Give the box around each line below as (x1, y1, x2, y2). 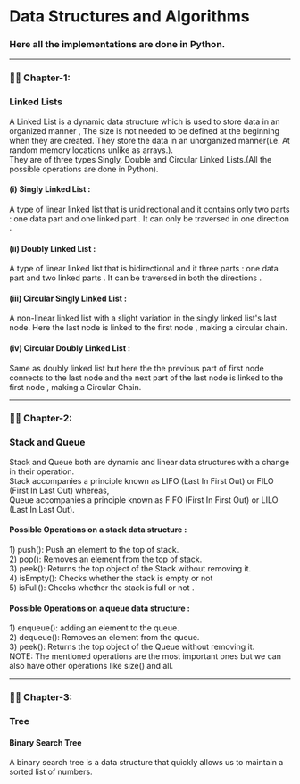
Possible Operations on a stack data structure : (9, 524, 187, 535)
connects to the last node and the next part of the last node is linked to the (9, 372, 284, 383)
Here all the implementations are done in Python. (9, 38, 226, 51)
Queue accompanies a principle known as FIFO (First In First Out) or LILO (9, 494, 279, 505)
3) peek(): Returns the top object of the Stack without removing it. (9, 563, 252, 573)
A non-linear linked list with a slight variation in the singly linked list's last (9, 313, 278, 323)
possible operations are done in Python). (9, 163, 159, 174)
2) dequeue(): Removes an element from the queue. (9, 632, 200, 643)
